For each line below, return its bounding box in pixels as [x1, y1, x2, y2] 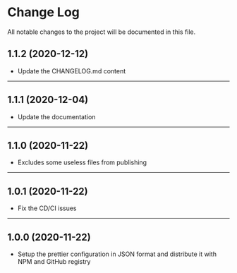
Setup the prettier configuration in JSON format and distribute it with [17, 250, 217, 258]
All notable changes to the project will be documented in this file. [7, 28, 196, 36]
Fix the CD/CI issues [17, 204, 77, 212]
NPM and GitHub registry [17, 257, 91, 265]
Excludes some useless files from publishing [17, 158, 147, 166]
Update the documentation [17, 112, 96, 121]
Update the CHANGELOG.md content [17, 66, 126, 75]
